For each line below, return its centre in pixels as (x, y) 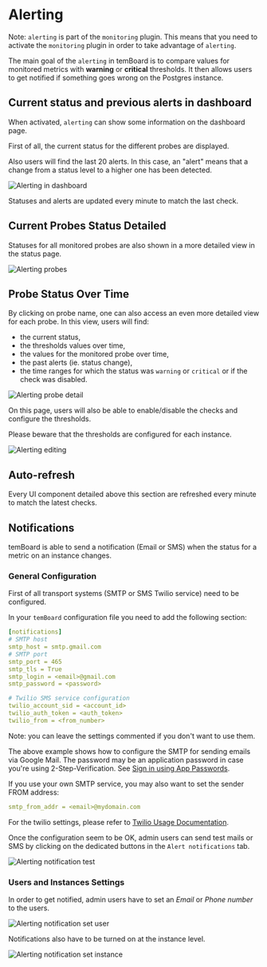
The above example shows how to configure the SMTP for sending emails (130, 751)
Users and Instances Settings (67, 882)
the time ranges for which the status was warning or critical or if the (134, 371)
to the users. (29, 908)
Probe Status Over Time (69, 294)
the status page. (35, 254)
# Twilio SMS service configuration (69, 699)
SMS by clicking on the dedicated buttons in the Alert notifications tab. (129, 846)
